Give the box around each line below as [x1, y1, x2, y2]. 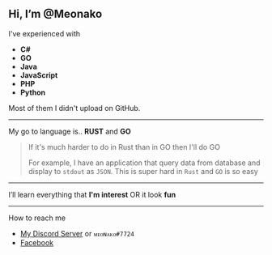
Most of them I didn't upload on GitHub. [8, 103, 141, 113]
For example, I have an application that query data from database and [28, 158, 261, 168]
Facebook [19, 237, 54, 247]
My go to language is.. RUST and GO [8, 126, 131, 136]
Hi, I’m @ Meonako [8, 7, 103, 21]
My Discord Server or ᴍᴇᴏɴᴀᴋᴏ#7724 [19, 228, 135, 238]
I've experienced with [8, 28, 81, 38]
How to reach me [8, 213, 66, 223]
